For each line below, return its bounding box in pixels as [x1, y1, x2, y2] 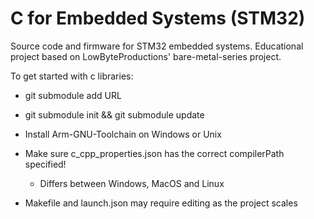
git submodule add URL [24, 89, 122, 101]
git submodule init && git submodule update [24, 108, 205, 121]
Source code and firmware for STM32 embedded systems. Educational [10, 40, 304, 52]
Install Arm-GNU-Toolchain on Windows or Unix [24, 128, 222, 140]
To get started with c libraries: [10, 70, 134, 82]
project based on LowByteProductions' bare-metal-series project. [10, 50, 282, 62]
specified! [24, 158, 67, 170]
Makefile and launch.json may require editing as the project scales [24, 197, 298, 209]
